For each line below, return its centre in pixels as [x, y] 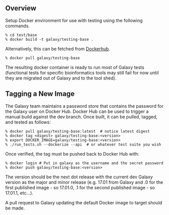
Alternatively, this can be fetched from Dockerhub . [58, 49]
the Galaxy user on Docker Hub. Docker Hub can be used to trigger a [77, 111]
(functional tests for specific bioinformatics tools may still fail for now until [82, 73]
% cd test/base [21, 35]
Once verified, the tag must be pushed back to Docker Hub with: [72, 154]
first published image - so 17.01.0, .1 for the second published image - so [80, 187]
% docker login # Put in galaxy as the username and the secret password [84, 163]
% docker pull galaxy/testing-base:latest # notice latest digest [78, 131]
